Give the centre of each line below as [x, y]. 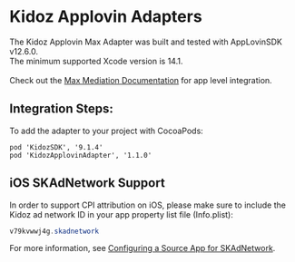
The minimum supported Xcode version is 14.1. [96, 61]
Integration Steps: [61, 109]
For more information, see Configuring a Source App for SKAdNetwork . [143, 248]
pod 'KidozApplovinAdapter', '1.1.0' [81, 155]
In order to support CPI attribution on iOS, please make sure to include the [147, 205]
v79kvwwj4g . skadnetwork [54, 231]
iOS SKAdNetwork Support [87, 183]
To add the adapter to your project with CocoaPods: [107, 131]
